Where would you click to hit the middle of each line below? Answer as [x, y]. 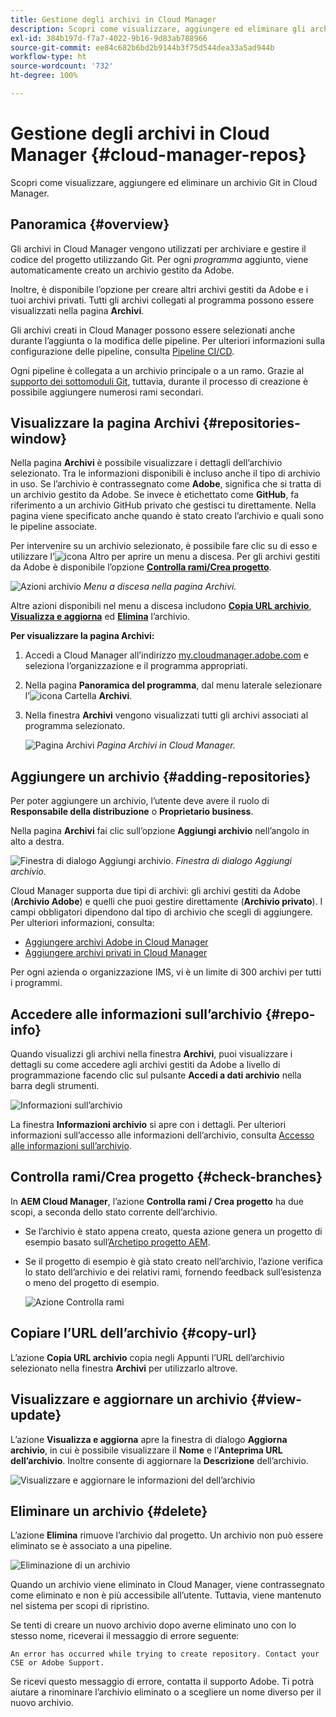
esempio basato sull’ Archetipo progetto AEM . [117, 1242]
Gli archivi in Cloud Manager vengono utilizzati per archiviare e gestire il [158, 248]
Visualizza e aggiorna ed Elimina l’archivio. [100, 617]
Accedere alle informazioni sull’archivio [136, 1014]
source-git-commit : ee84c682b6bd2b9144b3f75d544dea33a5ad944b [142, 47]
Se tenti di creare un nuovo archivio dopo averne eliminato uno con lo [153, 1625]
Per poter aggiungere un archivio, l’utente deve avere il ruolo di [140, 801]
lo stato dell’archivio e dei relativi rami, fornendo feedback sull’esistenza [173, 1272]
